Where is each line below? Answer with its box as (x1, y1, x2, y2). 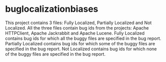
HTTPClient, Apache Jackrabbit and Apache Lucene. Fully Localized (5, 30, 145, 36)
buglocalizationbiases (5, 3, 98, 15)
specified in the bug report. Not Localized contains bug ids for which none (5, 46, 157, 52)
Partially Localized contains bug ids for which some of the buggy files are (5, 40, 155, 46)
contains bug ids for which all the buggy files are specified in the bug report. (5, 35, 162, 41)
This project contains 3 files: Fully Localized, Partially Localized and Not (5, 20, 152, 26)
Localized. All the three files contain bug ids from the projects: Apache (5, 25, 149, 31)
